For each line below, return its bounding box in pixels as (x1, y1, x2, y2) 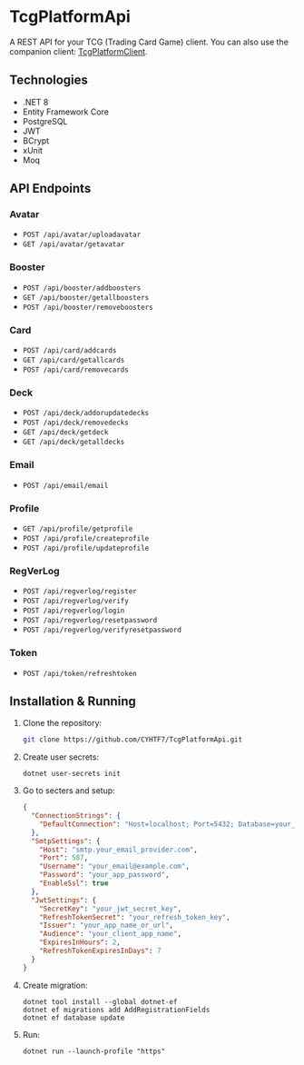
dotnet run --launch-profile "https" (22, 1047, 166, 1056)
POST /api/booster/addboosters (22, 284, 142, 293)
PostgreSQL (22, 115, 68, 126)
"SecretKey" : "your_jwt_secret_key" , (39, 904, 182, 913)
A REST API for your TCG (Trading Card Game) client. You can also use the (9, 36, 289, 47)
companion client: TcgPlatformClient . (9, 45, 148, 56)
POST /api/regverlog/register (22, 587, 138, 596)
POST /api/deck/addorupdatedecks (22, 409, 150, 418)
